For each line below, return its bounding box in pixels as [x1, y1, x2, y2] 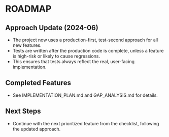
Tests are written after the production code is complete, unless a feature [12, 48, 164, 53]
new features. [12, 42, 42, 48]
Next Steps [5, 107, 41, 116]
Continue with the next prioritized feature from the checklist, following [12, 120, 159, 126]
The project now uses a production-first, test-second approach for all [12, 37, 158, 43]
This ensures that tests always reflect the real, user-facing [12, 59, 135, 64]
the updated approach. [12, 126, 61, 132]
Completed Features [5, 78, 71, 87]
